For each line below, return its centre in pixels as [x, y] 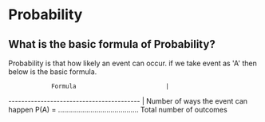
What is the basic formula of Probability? [112, 44]
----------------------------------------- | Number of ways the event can [128, 101]
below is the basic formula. [53, 72]
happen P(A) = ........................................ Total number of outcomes [118, 110]
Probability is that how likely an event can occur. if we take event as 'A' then [132, 63]
